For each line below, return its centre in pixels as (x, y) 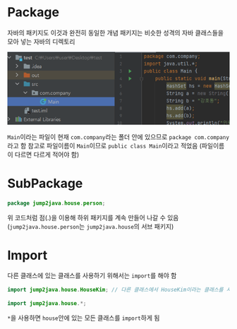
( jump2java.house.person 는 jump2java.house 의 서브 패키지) (91, 226)
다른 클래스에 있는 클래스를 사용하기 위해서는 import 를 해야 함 (92, 275)
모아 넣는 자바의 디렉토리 (41, 41)
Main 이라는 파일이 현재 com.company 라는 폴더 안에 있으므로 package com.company (118, 137)
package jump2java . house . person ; (56, 203)
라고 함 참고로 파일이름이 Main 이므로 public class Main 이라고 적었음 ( (105, 145)
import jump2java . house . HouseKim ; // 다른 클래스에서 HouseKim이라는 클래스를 (115, 290)
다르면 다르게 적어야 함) (47, 154)
